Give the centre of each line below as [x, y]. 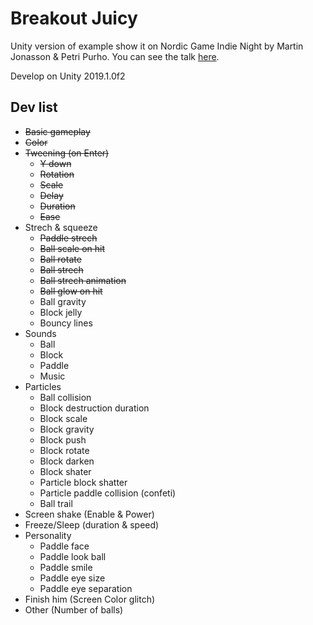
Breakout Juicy [74, 18]
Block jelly [61, 312]
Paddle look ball [73, 556]
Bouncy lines [66, 323]
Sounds [40, 333]
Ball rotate [60, 259]
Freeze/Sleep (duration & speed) [92, 524]
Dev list [34, 107]
